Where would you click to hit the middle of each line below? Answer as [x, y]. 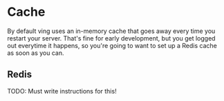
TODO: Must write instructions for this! [62, 91]
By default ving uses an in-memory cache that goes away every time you [111, 31]
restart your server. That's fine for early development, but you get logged [111, 38]
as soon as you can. [36, 53]
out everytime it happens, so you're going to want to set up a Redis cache [112, 45]
